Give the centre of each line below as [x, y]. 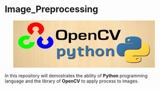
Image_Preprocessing [52, 9]
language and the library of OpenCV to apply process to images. [72, 81]
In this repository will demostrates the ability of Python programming [76, 75]
